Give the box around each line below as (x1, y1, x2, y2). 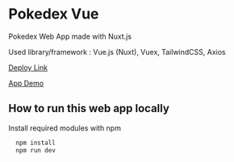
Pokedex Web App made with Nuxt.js (8, 31, 132, 41)
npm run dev (15, 146, 56, 154)
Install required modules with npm (8, 123, 121, 133)
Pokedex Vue (8, 5, 99, 23)
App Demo (8, 78, 44, 88)
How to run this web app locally (8, 102, 169, 115)
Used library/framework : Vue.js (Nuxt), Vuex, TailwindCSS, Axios (8, 47, 226, 56)
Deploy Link (8, 62, 48, 73)
